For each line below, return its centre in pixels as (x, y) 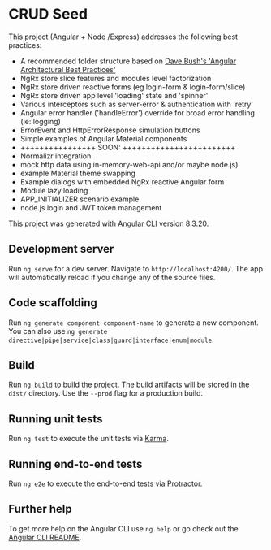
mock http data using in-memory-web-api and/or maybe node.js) (129, 164)
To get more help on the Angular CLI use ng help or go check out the (123, 528)
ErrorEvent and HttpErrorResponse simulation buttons (110, 130)
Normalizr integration (56, 156)
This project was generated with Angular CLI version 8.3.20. (109, 223)
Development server (61, 249)
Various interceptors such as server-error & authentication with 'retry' (137, 104)
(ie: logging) (40, 121)
